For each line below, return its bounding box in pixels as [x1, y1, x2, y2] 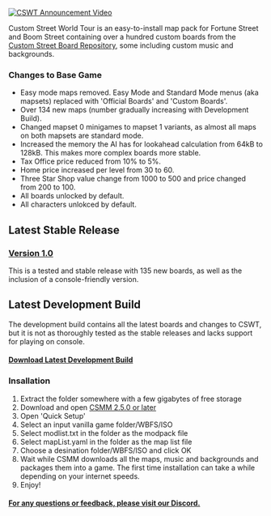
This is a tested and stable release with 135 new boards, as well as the [8, 266, 243, 275]
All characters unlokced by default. [19, 199, 138, 210]
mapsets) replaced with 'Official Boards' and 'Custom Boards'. [19, 96, 228, 106]
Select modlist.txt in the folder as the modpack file [19, 428, 188, 437]
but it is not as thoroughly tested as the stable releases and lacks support [8, 328, 253, 338]
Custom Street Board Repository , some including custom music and [8, 41, 234, 50]
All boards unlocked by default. [19, 191, 125, 201]
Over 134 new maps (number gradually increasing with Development [19, 105, 249, 115]
